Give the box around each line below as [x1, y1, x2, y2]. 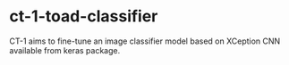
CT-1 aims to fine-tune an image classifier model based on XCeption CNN [9, 36, 281, 46]
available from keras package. [9, 45, 121, 55]
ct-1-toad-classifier [9, 6, 158, 27]
